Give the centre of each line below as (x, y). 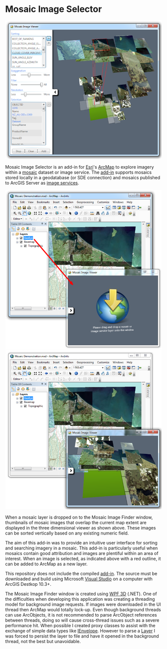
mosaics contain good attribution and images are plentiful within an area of (82, 553)
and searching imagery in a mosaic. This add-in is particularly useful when (82, 548)
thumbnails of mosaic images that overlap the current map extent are (76, 523)
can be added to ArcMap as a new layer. (46, 564)
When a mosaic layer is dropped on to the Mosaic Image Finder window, (79, 517)
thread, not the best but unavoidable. (43, 642)
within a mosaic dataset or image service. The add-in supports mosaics (79, 172)
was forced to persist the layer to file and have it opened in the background (82, 636)
